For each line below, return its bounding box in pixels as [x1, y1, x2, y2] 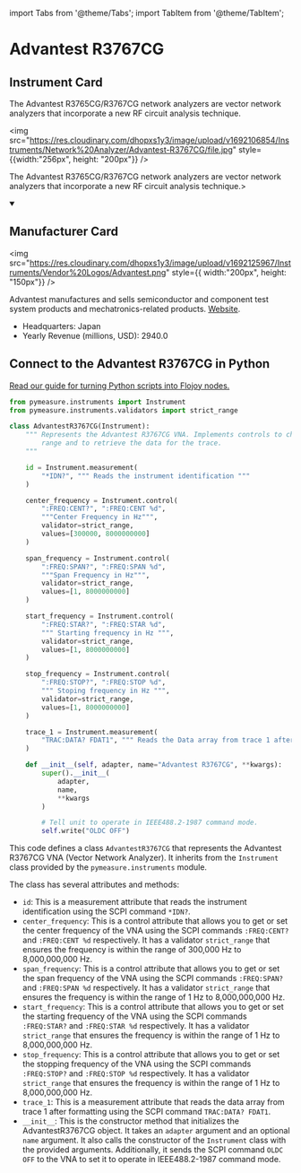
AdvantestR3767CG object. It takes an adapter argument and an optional [21, 1125, 290, 1136]
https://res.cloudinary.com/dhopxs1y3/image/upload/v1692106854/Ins [30, 135, 289, 145]
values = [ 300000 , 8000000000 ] [41, 529, 150, 538]
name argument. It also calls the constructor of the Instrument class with [21, 1134, 287, 1146]
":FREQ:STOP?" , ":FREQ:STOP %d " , [41, 678, 167, 687]
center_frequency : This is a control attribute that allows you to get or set [21, 916, 288, 926]
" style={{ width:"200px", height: [165, 266, 287, 277]
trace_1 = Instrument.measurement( [25, 727, 159, 736]
